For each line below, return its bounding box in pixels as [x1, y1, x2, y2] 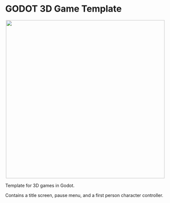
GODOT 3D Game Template [5, 3, 122, 15]
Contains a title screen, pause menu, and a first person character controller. [5, 192, 163, 198]
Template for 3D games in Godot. [5, 182, 75, 188]
